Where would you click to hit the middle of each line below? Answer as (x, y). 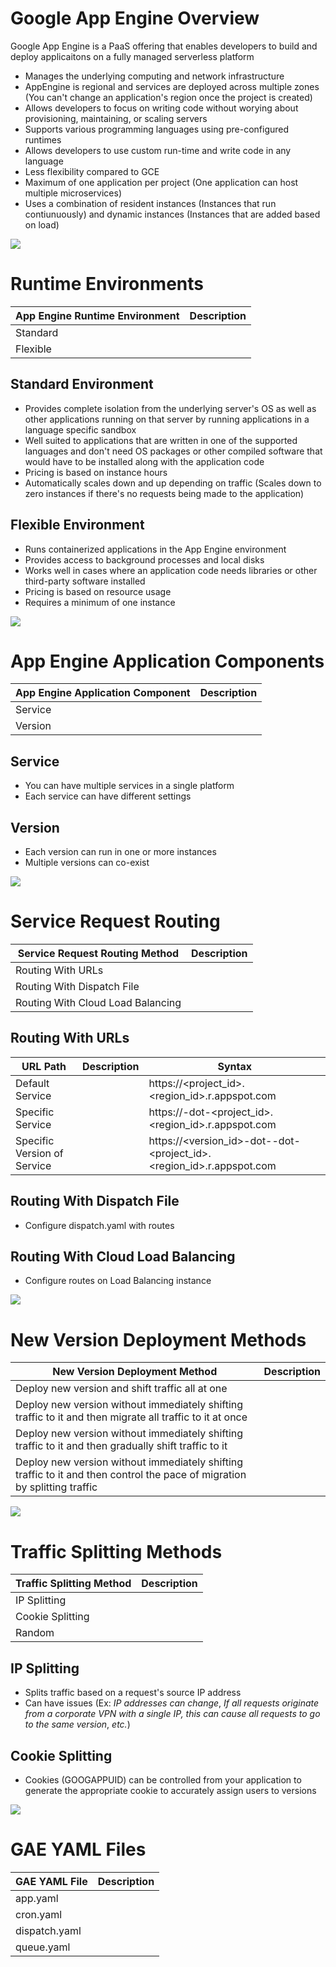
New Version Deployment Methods (158, 1339)
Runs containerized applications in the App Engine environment (155, 549)
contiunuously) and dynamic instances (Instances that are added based (172, 214)
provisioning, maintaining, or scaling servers (116, 118)
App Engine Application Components (167, 661)
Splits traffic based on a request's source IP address (133, 1693)
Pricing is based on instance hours (96, 472)
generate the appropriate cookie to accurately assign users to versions (170, 1790)
